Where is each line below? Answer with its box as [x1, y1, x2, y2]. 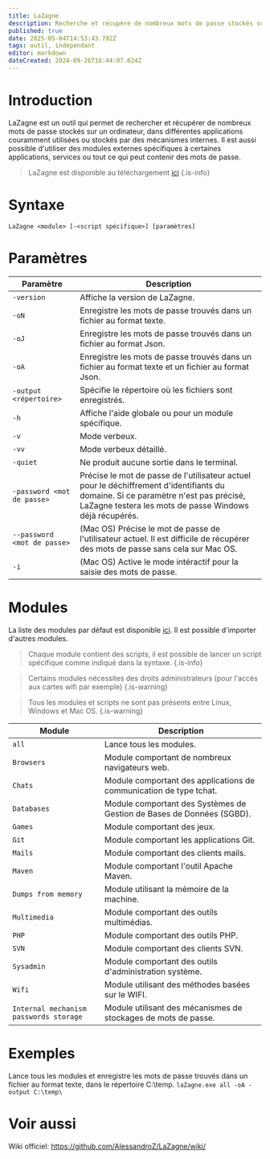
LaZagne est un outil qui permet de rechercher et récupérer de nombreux [8, 117, 252, 127]
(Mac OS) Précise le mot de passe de [80, 523, 221, 534]
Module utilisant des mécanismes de [104, 1002, 243, 1013]
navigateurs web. [104, 762, 170, 773]
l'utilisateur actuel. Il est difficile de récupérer [80, 532, 250, 544]
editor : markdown [8, 49, 67, 57]
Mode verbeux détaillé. [80, 443, 167, 454]
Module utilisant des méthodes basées [104, 979, 251, 990]
